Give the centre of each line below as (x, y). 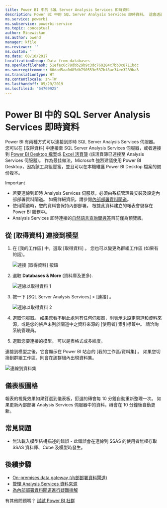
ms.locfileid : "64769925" (32, 88)
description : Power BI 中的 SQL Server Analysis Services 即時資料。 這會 (81, 14)
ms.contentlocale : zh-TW (31, 79)
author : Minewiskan (25, 33)
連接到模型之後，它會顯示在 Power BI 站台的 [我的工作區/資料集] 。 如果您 (81, 352)
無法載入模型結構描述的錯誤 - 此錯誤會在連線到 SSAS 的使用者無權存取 (85, 441)
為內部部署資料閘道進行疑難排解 (45, 490)
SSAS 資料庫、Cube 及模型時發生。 (49, 447)
